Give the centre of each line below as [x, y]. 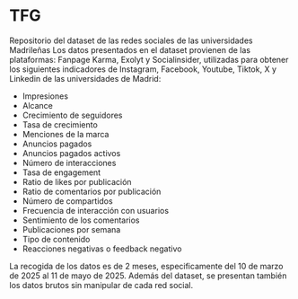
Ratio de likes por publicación [77, 181]
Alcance [38, 105]
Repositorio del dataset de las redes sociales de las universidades [131, 40]
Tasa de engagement [61, 172]
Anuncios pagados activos [71, 153]
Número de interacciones [69, 163]
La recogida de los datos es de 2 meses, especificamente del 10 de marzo [147, 266]
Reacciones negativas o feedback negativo [102, 249]
